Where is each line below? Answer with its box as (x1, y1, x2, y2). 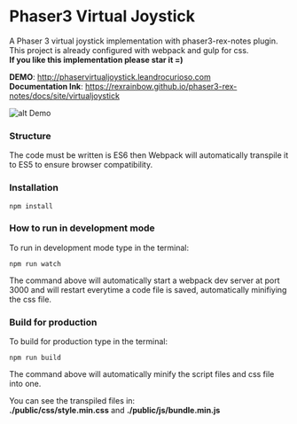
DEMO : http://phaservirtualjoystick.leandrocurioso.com (9, 71, 211, 82)
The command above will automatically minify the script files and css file (9, 369, 275, 380)
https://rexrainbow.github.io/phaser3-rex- (84, 81, 238, 91)
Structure (9, 130, 51, 142)
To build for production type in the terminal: (9, 336, 168, 347)
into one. (9, 379, 42, 389)
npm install (9, 201, 53, 210)
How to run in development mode (9, 222, 155, 234)
